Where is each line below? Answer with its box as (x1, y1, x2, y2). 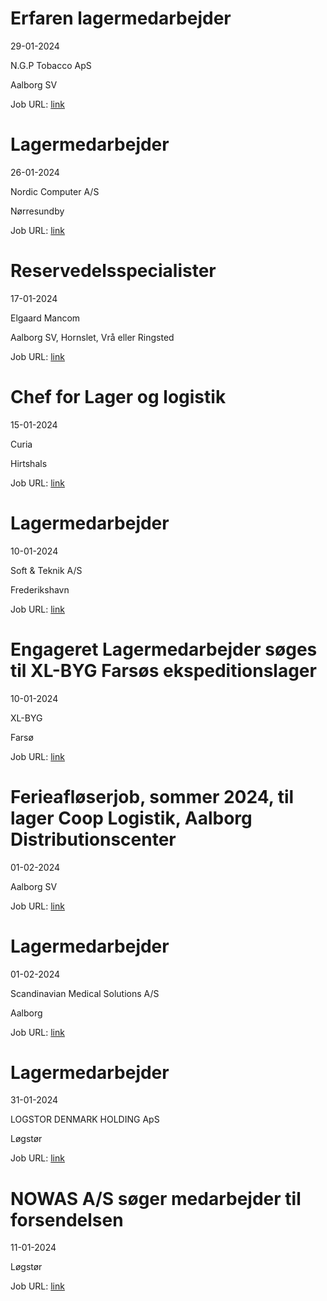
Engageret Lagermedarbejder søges (10, 638, 318, 661)
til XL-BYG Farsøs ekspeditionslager (10, 659, 317, 682)
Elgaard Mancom (10, 312, 81, 324)
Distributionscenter (10, 828, 177, 851)
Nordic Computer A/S (10, 185, 100, 197)
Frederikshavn (10, 583, 70, 596)
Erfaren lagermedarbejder (10, 7, 232, 30)
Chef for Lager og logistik (10, 386, 227, 408)
